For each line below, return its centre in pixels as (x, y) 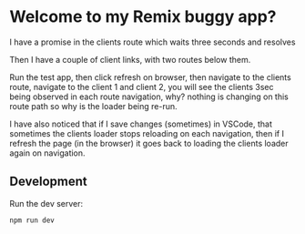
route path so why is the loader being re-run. (93, 106)
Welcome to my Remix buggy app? (143, 17)
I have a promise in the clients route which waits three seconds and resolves (152, 42)
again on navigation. (47, 153)
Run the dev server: (46, 203)
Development (49, 182)
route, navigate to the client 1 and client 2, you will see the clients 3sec (142, 86)
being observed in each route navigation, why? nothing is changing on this (149, 97)
